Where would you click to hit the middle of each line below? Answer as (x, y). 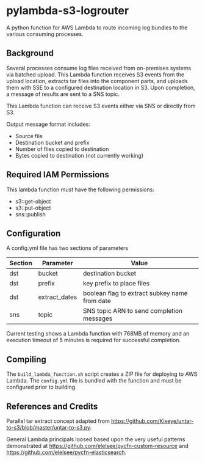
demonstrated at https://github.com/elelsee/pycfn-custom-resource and (98, 446)
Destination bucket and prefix (52, 142)
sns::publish (30, 214)
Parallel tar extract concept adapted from (58, 421)
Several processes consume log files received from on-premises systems (99, 68)
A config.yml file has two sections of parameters (67, 248)
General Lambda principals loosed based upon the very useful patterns (96, 439)
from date (97, 301)
